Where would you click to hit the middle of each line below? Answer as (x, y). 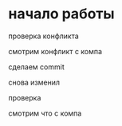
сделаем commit (37, 67)
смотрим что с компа (45, 113)
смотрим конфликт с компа (55, 51)
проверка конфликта (44, 36)
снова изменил (34, 82)
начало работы (61, 14)
